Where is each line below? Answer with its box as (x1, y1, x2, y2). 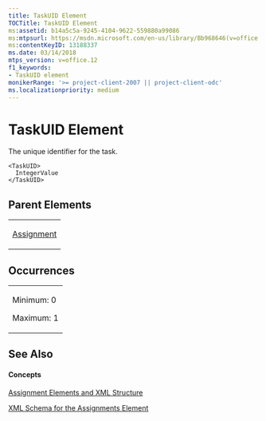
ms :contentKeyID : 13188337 (8, 42, 98, 50)
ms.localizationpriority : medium (8, 85, 119, 94)
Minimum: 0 (12, 294, 57, 305)
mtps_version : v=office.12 (8, 57, 98, 65)
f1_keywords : (8, 64, 52, 72)
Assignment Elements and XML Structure (8, 387, 143, 397)
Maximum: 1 (12, 312, 59, 324)
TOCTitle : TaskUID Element (8, 19, 98, 27)
